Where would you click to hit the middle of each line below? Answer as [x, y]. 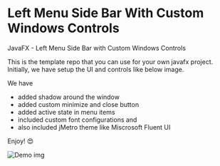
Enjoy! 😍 [21, 141]
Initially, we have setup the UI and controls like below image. [96, 69]
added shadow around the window [68, 97]
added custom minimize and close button [78, 104]
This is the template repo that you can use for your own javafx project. [110, 61]
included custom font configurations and [77, 120]
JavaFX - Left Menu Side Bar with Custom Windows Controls [97, 48]
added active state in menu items [66, 112]
